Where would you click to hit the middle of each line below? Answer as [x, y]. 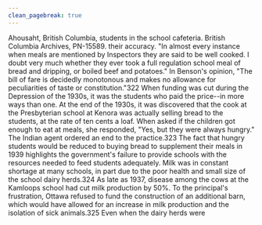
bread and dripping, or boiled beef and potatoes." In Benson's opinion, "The [130, 71]
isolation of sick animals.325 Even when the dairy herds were [107, 212]
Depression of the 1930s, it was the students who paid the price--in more [126, 96]
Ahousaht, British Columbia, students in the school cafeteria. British [117, 38]
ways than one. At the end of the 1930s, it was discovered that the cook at [128, 104]
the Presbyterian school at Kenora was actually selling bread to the [116, 112]
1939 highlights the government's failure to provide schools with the [117, 154]
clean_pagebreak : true [45, 15]
